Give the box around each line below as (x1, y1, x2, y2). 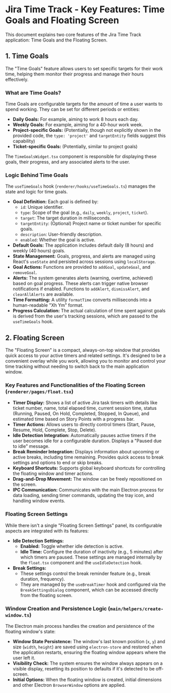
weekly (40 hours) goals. (12, 248, 65, 254)
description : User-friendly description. (20, 231, 103, 237)
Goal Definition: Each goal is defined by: (12, 199, 99, 205)
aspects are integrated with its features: (5, 527, 89, 534)
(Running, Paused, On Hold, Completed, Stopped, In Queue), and (12, 410, 150, 417)
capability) (12, 138, 35, 144)
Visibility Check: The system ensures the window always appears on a (12, 660, 163, 666)
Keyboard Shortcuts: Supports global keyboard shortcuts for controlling (12, 465, 166, 471)
